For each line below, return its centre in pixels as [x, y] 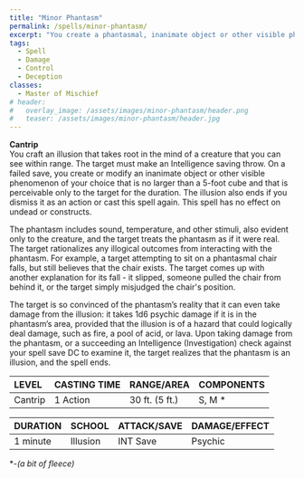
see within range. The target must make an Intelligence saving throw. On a [147, 164]
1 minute [33, 442]
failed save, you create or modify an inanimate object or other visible [137, 174]
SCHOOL [90, 426]
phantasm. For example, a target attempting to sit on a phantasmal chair [143, 258]
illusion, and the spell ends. [60, 362]
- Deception [40, 77]
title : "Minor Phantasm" [56, 18]
